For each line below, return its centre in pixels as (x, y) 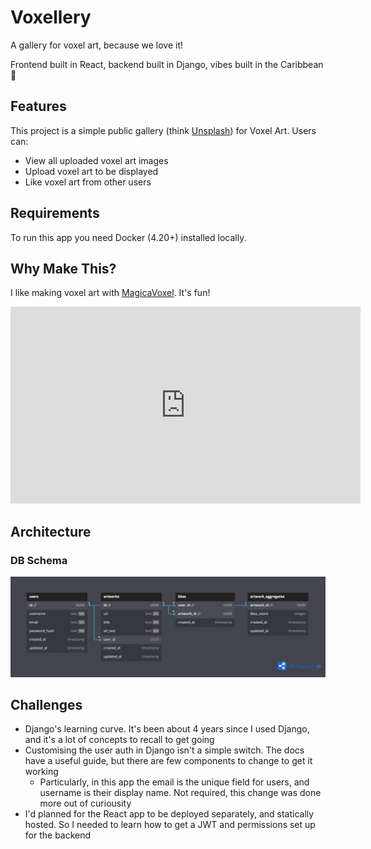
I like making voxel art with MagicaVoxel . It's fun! (110, 293)
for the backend (58, 835)
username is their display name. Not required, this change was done (180, 793)
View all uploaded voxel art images (96, 160)
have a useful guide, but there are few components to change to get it (168, 761)
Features (38, 106)
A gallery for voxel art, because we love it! (97, 45)
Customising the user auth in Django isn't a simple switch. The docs (164, 750)
